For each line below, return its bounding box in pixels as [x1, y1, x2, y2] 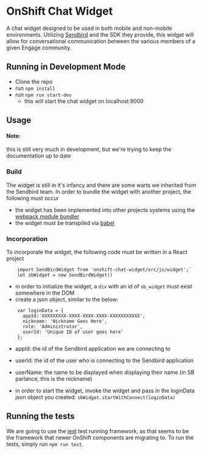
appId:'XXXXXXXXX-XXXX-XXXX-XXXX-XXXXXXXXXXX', [22, 313, 146, 319]
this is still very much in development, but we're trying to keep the [6, 145, 172, 153]
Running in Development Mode [6, 62, 126, 72]
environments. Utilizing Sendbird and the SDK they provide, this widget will [6, 31, 194, 38]
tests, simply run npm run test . [6, 440, 84, 447]
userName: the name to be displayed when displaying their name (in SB [15, 368, 195, 376]
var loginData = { [17, 307, 64, 313]
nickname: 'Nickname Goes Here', [22, 318, 108, 324]
